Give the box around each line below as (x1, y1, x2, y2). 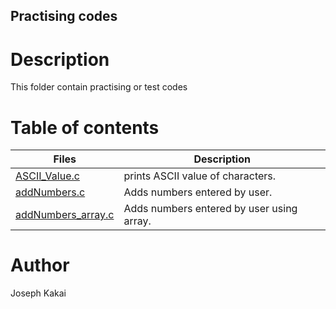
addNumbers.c (15, 185, 86, 199)
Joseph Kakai (10, 287, 67, 299)
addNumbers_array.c (15, 208, 115, 222)
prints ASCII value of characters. (123, 169, 277, 183)
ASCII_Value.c (15, 169, 80, 183)
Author (10, 254, 70, 277)
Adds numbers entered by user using (123, 202, 298, 216)
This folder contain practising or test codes (10, 81, 188, 93)
